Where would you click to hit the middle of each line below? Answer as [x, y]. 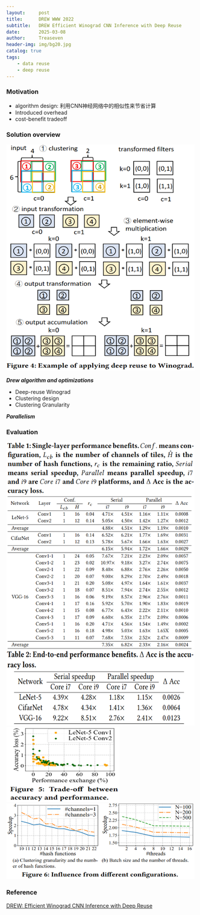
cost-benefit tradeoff [41, 119]
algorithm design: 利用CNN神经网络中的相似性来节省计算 [86, 106]
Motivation [23, 92]
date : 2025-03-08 [36, 32]
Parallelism [21, 417]
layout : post [28, 13]
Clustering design [37, 399]
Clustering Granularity [42, 405]
